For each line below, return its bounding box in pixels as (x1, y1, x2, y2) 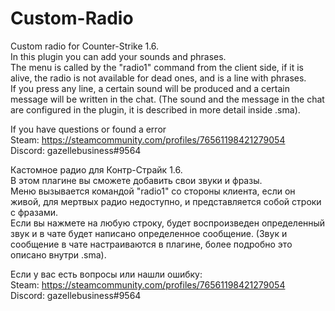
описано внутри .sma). (10, 248, 107, 261)
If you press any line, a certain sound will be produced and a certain (10, 82, 290, 94)
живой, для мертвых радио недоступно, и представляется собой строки (10, 195, 322, 207)
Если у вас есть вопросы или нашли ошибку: (10, 268, 203, 280)
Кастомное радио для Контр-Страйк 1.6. (10, 163, 183, 176)
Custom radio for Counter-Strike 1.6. (10, 40, 160, 52)
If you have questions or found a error (10, 123, 167, 135)
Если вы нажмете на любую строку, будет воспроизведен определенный (10, 217, 326, 229)
